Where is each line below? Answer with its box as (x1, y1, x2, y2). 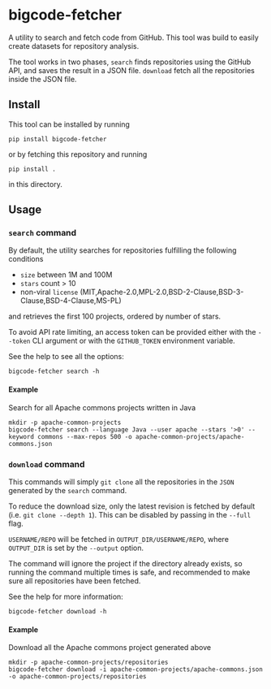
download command (8, 458, 85, 470)
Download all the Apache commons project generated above (8, 643, 212, 652)
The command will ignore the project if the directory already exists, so (8, 558, 243, 568)
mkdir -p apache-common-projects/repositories (8, 658, 169, 667)
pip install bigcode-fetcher (8, 135, 107, 143)
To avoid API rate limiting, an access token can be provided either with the (8, 327, 256, 337)
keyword (8, 432, 35, 440)
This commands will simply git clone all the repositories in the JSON (8, 477, 234, 487)
